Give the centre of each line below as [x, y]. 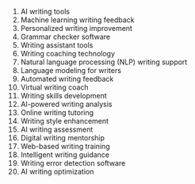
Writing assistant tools [57, 45]
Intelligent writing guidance [65, 155]
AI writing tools [45, 11]
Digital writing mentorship [63, 138]
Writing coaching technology [68, 54]
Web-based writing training [65, 146]
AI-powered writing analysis [66, 104]
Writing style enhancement [65, 121]
